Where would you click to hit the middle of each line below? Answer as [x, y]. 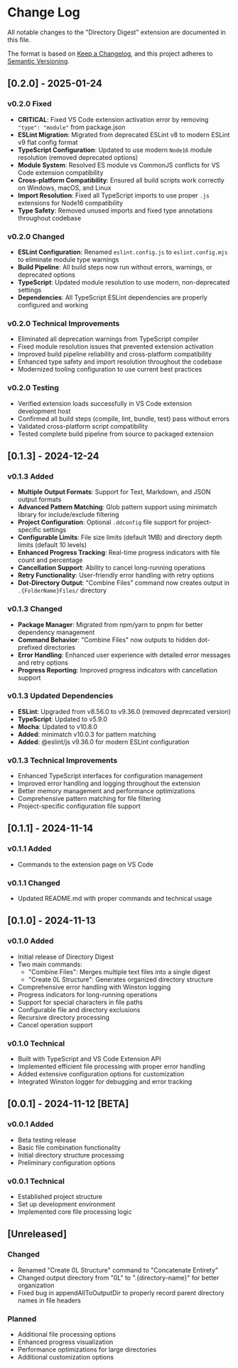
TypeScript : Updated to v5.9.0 [63, 719]
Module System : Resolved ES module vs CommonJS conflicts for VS [119, 165]
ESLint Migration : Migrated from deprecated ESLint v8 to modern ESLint [124, 134]
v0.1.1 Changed [34, 883]
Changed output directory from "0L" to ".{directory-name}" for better [118, 1277]
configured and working [53, 305]
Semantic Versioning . [38, 61]
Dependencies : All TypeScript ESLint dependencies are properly [112, 297]
